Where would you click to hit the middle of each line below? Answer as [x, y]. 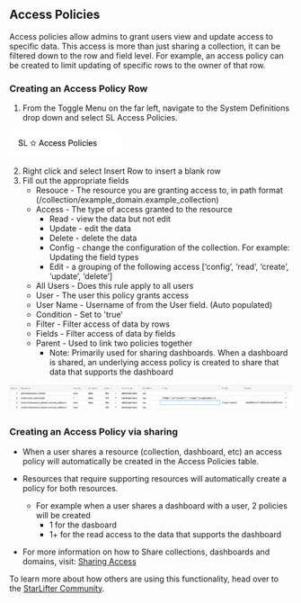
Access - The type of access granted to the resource [134, 209]
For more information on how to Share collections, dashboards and [146, 552]
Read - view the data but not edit [110, 219]
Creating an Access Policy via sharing [93, 432]
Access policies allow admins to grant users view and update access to [142, 36]
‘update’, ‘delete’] [81, 276]
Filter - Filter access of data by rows [103, 324]
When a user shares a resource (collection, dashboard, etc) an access [152, 451]
